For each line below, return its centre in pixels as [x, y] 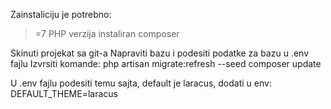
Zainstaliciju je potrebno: [61, 14]
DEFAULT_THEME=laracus [64, 93]
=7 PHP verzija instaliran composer [107, 33]
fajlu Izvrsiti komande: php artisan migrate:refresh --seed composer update [166, 63]
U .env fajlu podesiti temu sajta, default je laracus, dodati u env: [141, 83]
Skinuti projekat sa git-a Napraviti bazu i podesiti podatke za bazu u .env [159, 53]
